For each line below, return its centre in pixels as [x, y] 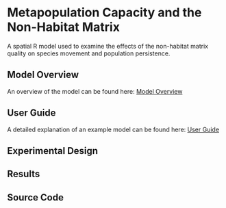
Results [24, 174]
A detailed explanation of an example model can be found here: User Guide [113, 129]
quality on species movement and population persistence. [89, 53]
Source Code [35, 197]
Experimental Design [52, 151]
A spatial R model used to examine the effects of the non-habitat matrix [108, 46]
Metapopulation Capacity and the [104, 13]
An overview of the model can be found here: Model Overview [95, 91]
